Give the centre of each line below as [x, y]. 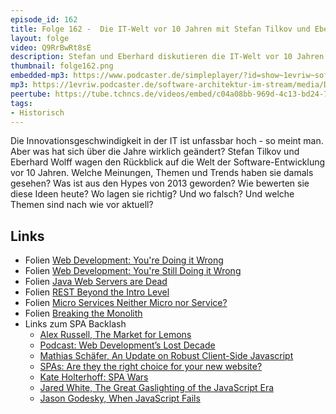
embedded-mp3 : [40, 76]
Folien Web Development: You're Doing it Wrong [124, 260]
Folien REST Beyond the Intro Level [97, 292]
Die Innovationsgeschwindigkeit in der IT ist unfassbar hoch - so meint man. [167, 141]
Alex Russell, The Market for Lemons [115, 335]
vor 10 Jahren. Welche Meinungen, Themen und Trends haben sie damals [162, 173]
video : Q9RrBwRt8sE [51, 47]
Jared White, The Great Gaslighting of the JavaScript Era [157, 388]
